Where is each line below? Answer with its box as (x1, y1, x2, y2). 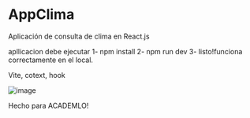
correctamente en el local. (8, 55, 93, 65)
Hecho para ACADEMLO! (8, 101, 89, 110)
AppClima (8, 6, 75, 24)
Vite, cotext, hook (8, 70, 65, 79)
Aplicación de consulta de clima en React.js (8, 31, 150, 41)
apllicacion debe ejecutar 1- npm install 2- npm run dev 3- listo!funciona (8, 46, 243, 56)
